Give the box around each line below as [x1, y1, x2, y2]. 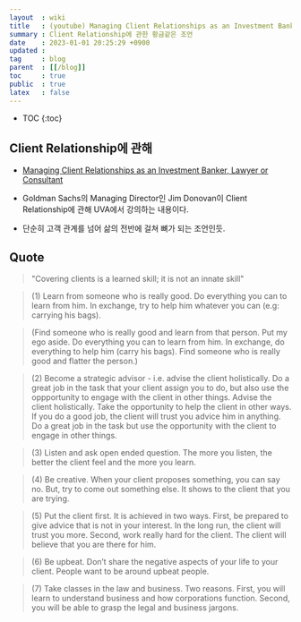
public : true [9, 80, 66, 89]
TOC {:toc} [21, 113, 63, 124]
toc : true [9, 72, 66, 81]
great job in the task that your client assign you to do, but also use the [30, 382, 289, 394]
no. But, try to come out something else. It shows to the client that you [30, 484, 291, 495]
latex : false [9, 88, 70, 97]
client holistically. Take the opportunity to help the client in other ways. [30, 402, 292, 413]
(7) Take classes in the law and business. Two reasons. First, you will [30, 584, 286, 594]
